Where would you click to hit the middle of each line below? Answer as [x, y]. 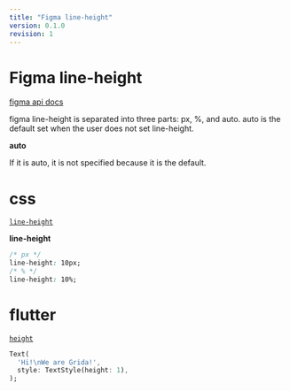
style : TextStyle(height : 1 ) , [73, 371]
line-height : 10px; [45, 263]
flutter [33, 314]
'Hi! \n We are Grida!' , [59, 362]
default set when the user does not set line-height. [102, 128]
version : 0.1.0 [37, 26]
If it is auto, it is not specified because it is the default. [108, 163]
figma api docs [36, 102]
